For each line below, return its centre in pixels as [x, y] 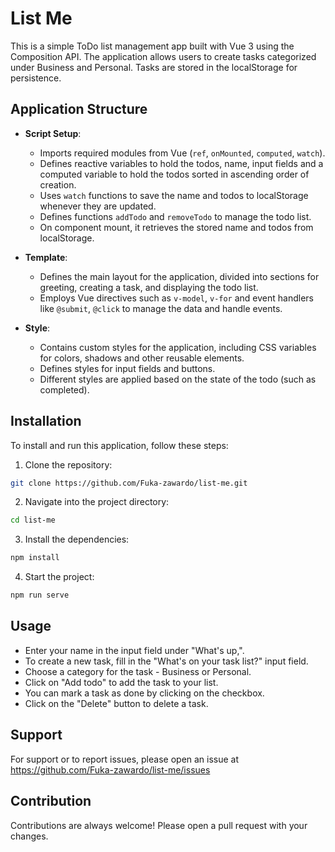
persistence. [36, 78]
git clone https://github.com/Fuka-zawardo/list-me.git [129, 483]
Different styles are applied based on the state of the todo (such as [178, 379]
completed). [64, 389]
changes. [29, 836]
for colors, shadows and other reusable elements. [142, 358]
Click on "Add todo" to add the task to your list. [121, 682]
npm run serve [40, 595]
